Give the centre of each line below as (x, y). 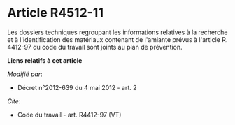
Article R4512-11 (55, 13)
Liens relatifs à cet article (45, 60)
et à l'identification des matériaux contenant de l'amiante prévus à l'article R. (117, 39)
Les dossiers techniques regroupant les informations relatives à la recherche (117, 32)
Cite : (14, 101)
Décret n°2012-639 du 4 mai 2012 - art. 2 (77, 87)
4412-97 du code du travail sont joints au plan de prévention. (95, 47)
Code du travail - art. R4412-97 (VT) (69, 115)
